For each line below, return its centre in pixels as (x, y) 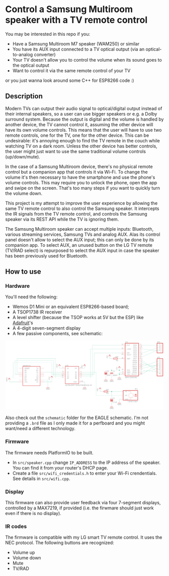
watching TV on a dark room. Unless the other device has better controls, (81, 146)
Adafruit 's (23, 323)
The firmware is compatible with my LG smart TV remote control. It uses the (84, 537)
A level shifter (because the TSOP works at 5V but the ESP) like (78, 318)
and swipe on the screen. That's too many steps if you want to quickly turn (82, 188)
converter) (45, 55)
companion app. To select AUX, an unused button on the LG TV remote (79, 245)
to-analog (23, 55)
